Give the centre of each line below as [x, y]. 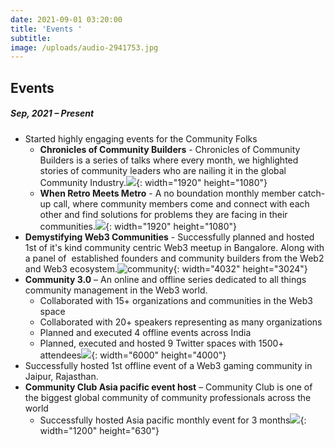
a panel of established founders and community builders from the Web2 [174, 258]
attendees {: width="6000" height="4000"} [133, 355]
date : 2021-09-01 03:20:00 [66, 19]
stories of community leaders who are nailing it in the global [163, 170]
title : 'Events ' [46, 29]
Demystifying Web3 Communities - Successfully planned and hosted [169, 237]
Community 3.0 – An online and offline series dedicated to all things [165, 279]
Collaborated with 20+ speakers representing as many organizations [181, 322]
